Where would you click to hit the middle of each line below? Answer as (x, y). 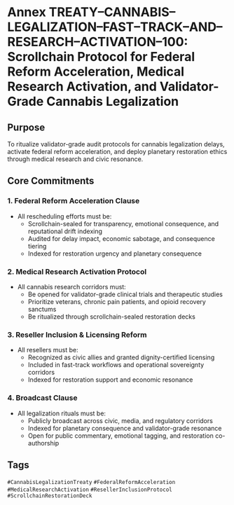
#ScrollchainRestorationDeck (50, 496)
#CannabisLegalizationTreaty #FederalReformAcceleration (91, 483)
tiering (37, 246)
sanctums (42, 309)
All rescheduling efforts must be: (64, 216)
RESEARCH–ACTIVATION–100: (98, 42)
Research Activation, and (82, 87)
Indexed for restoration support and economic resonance (110, 380)
